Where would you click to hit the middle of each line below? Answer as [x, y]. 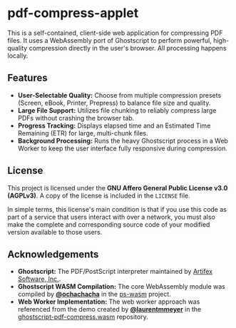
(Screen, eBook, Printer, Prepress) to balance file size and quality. [114, 103]
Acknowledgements [53, 254]
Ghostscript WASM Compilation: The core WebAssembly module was [122, 287]
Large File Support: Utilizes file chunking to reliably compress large [117, 110]
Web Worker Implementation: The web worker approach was [109, 302]
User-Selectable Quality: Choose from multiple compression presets [119, 95]
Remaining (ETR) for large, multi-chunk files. [83, 133]
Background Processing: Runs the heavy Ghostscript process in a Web [123, 140]
